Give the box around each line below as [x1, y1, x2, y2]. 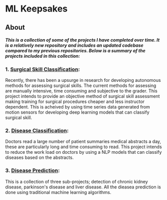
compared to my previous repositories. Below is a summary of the [5, 48, 146, 54]
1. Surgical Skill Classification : [5, 66, 80, 73]
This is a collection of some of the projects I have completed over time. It [5, 37, 160, 43]
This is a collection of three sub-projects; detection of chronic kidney [5, 178, 148, 184]
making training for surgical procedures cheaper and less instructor [5, 98, 145, 105]
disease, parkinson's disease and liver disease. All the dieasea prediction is [5, 184, 161, 190]
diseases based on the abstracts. [5, 154, 74, 161]
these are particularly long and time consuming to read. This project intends [5, 144, 162, 150]
